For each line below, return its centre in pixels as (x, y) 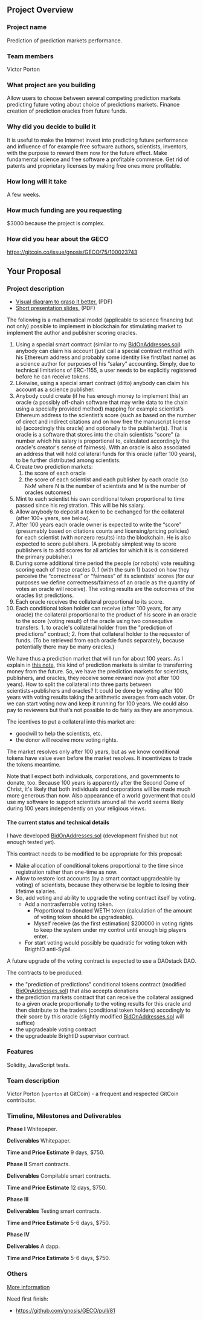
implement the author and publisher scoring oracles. (72, 333)
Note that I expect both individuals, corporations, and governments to (93, 776)
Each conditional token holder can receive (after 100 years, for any (98, 609)
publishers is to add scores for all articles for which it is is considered (102, 550)
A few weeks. (24, 194)
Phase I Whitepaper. (32, 1129)
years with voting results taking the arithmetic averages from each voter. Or (101, 697)
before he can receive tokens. (53, 377)
